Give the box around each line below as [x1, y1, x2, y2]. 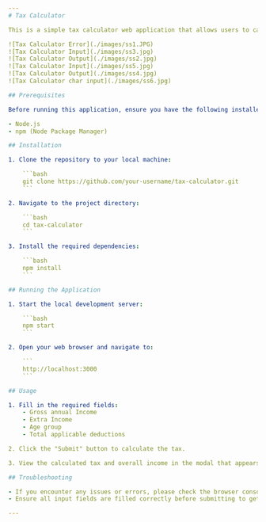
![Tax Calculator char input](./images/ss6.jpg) [8, 77, 172, 85]
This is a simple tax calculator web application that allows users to [8, 25, 249, 34]
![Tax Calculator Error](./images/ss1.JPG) [8, 40, 154, 48]
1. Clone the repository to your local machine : [8, 156, 172, 164]
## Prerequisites [8, 91, 66, 99]
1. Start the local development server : [8, 300, 144, 308]
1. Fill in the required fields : [8, 401, 119, 409]
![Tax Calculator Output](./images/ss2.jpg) [8, 55, 158, 63]
